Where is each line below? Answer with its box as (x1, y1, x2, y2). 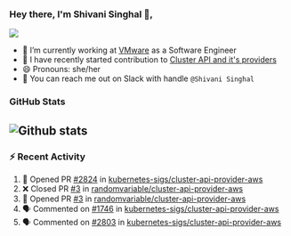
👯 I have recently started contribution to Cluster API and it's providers (21, 54, 278, 65)
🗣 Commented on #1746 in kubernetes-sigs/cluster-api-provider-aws (21, 203, 279, 214)
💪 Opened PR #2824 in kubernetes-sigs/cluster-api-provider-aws (21, 174, 263, 184)
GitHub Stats (9, 95, 66, 108)
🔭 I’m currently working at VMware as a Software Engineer (21, 45, 238, 56)
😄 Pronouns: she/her (21, 64, 101, 75)
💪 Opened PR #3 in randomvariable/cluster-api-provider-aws (21, 193, 247, 204)
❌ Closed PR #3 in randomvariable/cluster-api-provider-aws (21, 183, 244, 194)
